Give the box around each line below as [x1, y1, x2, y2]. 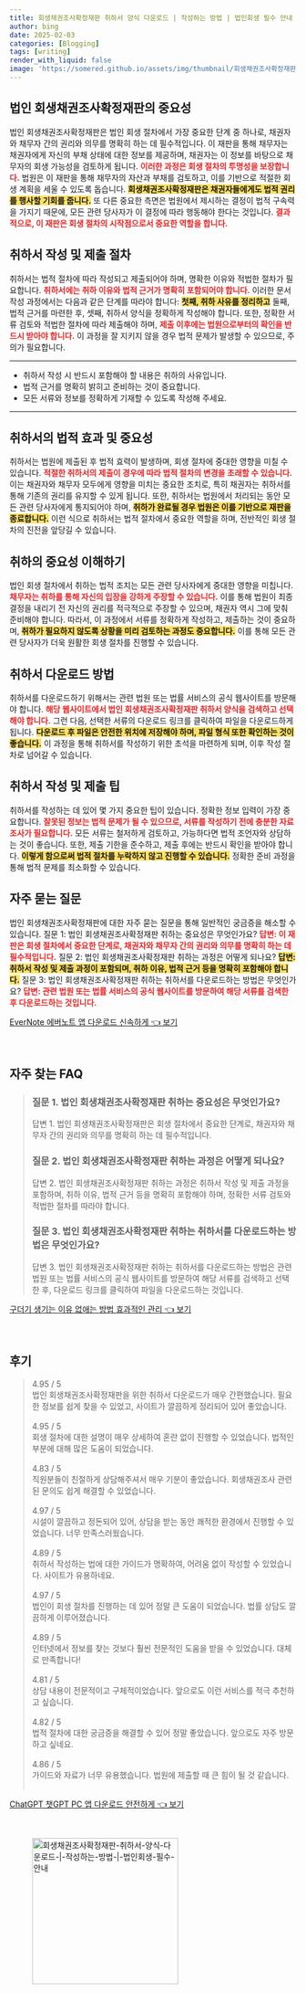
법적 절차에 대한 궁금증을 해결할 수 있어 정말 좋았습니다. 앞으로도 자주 [31, 1727, 278, 1738]
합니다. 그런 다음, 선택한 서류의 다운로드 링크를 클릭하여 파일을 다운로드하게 [25, 714, 294, 726]
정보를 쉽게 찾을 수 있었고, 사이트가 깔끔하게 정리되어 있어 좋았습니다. [41, 1400, 287, 1411]
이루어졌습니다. [56, 1611, 111, 1622]
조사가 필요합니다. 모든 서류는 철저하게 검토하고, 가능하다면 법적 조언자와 [9, 828, 267, 839]
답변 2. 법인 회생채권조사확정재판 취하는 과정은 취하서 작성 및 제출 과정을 [31, 1177, 290, 1188]
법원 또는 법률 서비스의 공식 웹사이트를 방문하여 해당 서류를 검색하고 [31, 1272, 273, 1283]
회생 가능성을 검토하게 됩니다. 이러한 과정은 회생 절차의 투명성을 [33, 161, 259, 172]
